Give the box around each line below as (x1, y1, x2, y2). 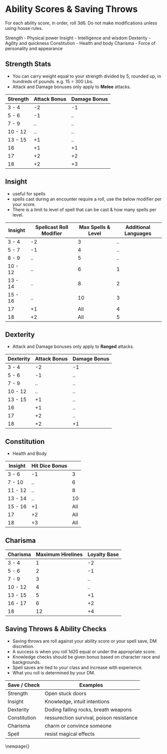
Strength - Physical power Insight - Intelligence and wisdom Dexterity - (5, 35, 151, 41)
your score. (12, 201, 36, 207)
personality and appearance (5, 45, 63, 51)
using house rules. (5, 25, 43, 31)
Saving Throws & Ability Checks (5, 625, 107, 633)
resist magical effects (44, 730, 95, 737)
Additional (125, 223, 151, 230)
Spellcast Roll (35, 223, 69, 230)
